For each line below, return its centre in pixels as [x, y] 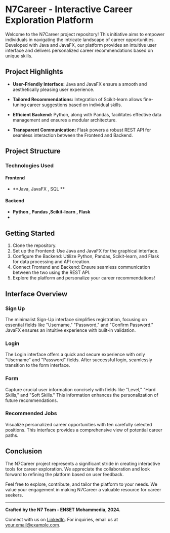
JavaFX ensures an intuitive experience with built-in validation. [71, 330]
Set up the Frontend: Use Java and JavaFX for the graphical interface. [86, 251]
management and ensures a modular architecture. [65, 120]
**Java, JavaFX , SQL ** [38, 189]
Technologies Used [30, 166]
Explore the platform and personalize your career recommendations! [84, 278]
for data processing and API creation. [51, 262]
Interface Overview [36, 294]
